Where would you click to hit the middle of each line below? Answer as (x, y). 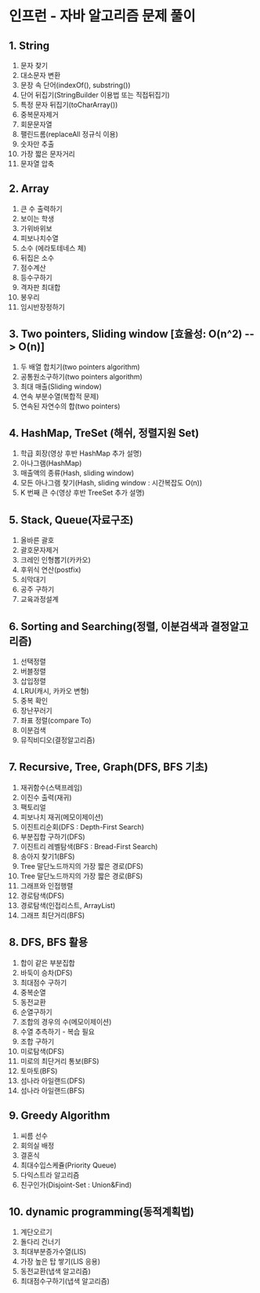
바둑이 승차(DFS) (46, 972)
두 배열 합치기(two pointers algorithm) (80, 367)
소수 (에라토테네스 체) (53, 247)
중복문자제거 (40, 114)
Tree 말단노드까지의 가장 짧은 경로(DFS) (82, 866)
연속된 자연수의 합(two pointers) (70, 406)
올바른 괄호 (37, 540)
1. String (29, 45)
